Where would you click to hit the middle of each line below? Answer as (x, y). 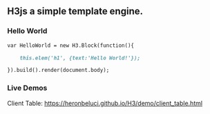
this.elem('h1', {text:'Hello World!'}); (80, 58)
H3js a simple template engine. (75, 11)
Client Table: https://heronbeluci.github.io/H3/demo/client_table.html (105, 103)
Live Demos (27, 88)
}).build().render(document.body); (58, 70)
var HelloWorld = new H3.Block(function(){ (71, 45)
